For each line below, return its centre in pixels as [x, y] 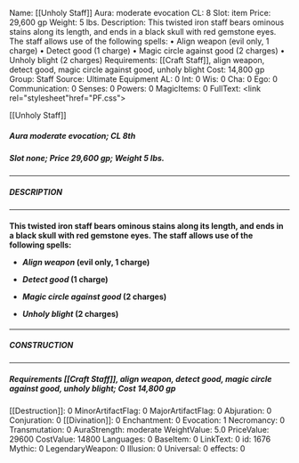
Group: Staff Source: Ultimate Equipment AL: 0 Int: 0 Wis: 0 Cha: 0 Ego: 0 [144, 79]
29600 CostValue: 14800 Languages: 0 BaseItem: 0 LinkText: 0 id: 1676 [140, 439]
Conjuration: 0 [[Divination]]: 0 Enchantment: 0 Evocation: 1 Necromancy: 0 [147, 420]
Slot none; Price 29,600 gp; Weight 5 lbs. [87, 158]
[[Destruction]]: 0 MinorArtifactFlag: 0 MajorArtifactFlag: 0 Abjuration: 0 [141, 411]
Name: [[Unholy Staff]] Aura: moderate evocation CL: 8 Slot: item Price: [140, 13]
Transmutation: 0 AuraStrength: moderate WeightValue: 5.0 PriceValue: [139, 430]
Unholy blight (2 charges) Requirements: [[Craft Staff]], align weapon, [137, 60]
